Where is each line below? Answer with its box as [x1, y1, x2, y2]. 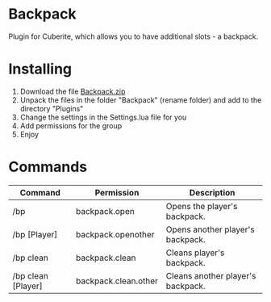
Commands [8, 158, 88, 176]
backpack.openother [75, 229, 155, 240]
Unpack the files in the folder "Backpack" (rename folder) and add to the [19, 94, 262, 105]
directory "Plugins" [19, 103, 84, 113]
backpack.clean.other [75, 275, 159, 287]
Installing [8, 60, 73, 78]
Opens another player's [165, 224, 256, 235]
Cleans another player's [165, 270, 256, 281]
